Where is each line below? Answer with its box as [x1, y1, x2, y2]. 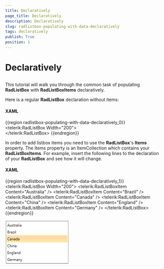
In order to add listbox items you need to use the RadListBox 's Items [5, 139, 147, 145]
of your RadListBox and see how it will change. [5, 155, 102, 161]
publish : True [5, 34, 35, 39]
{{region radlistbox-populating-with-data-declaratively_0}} [5, 119, 126, 125]
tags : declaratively [5, 29, 48, 34]
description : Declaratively [5, 18, 64, 23]
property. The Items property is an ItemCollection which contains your [5, 145, 150, 151]
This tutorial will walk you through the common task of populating [5, 81, 140, 87]
